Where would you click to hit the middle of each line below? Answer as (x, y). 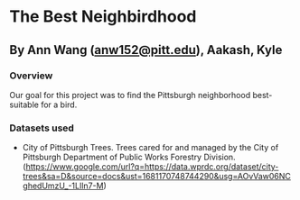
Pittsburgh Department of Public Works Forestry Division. (129, 157)
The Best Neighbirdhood (103, 17)
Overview (31, 76)
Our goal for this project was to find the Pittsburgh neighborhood (130, 95)
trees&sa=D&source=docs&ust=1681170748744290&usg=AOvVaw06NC (157, 177)
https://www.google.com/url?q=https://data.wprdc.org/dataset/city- (152, 167)
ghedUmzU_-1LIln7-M (63, 186)
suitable (24, 105)
